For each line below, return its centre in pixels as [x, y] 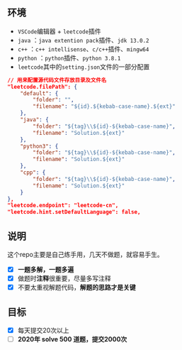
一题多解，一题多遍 [46, 269]
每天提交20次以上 [43, 330]
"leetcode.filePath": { [42, 87]
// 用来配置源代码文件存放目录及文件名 [57, 80]
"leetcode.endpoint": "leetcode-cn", [63, 206]
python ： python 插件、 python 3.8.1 [69, 58]
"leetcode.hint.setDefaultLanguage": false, [74, 212]
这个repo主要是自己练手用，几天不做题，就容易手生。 [86, 255]
